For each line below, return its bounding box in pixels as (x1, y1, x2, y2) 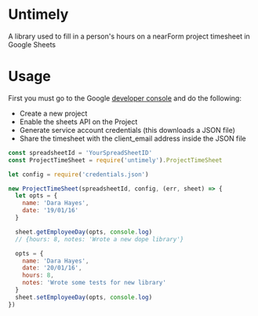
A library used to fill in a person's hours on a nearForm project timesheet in (8, 31, 251, 41)
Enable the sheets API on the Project (19, 116, 138, 127)
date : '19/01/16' (22, 207, 79, 215)
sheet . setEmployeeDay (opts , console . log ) (15, 293, 153, 301)
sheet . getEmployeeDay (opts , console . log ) (15, 228, 153, 236)
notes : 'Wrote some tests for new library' (22, 279, 167, 287)
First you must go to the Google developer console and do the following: (8, 93, 242, 103)
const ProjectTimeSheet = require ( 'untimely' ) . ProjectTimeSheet (8, 156, 223, 164)
